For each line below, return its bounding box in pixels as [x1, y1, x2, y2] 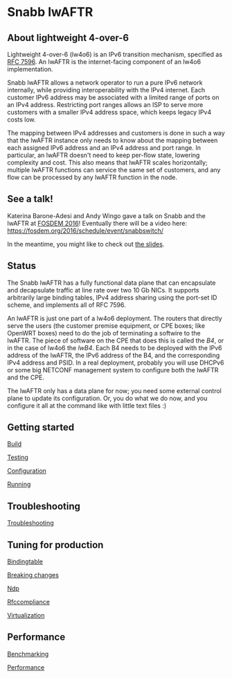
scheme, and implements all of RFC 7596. [7, 300, 126, 309]
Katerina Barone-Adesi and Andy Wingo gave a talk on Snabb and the [7, 211, 206, 220]
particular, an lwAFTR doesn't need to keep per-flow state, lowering [7, 151, 200, 159]
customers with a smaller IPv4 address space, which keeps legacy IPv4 [7, 108, 212, 116]
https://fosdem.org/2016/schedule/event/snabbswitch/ [7, 226, 164, 235]
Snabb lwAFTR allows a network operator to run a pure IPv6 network [7, 78, 203, 87]
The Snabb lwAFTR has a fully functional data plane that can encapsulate [7, 279, 216, 287]
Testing [7, 453, 29, 462]
